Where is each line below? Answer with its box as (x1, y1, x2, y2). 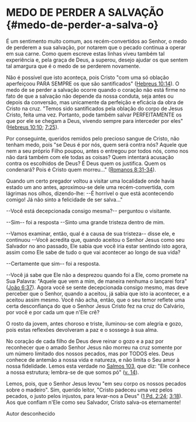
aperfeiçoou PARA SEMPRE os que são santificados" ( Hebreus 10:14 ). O (6, 80, 180, 87)
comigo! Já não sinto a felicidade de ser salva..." (6, 196, 123, 203)
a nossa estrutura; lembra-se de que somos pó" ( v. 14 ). (6, 369, 139, 376)
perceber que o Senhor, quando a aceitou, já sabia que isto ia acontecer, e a (6, 290, 190, 297)
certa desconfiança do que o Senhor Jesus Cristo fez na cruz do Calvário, (6, 302, 185, 310)
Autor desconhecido (6, 410, 56, 417)
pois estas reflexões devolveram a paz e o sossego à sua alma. (6, 326, 159, 333)
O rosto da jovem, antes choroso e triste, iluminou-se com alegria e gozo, (6, 320, 183, 327)
